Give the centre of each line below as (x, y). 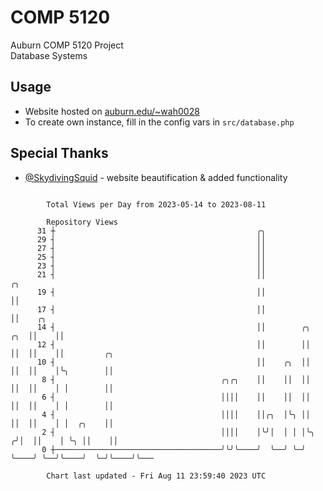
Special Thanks (59, 153)
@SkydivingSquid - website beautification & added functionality (156, 177)
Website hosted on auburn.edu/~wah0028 (112, 111)
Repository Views (82, 222)
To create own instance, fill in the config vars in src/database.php (159, 122)
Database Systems (49, 55)
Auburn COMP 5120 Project (67, 45)
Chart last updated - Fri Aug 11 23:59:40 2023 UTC (156, 476)
